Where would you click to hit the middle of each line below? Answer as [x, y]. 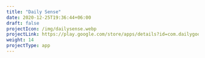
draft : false [23, 23]
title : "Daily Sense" [34, 12]
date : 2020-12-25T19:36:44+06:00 [49, 18]
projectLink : [23, 34]
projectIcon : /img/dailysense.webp [52, 29]
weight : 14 [20, 40]
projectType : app [28, 46]
